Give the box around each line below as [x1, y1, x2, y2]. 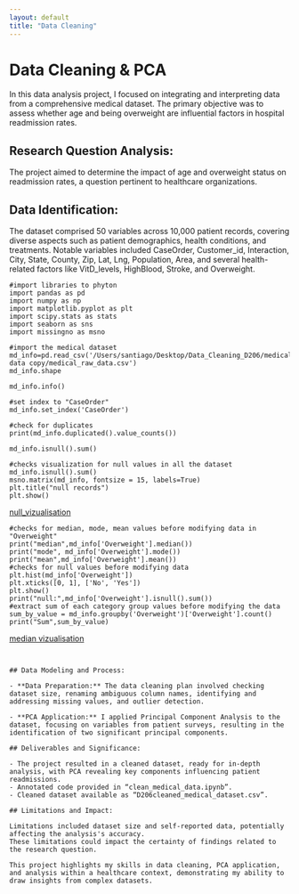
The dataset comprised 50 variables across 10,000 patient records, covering [9, 226, 290, 237]
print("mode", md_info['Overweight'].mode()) [9, 548, 181, 557]
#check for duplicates [9, 421, 93, 430]
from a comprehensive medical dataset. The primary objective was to [9, 99, 264, 110]
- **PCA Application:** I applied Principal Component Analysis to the [9, 713, 280, 722]
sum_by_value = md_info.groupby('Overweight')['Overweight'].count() [9, 610, 273, 619]
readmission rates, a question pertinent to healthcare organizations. [9, 176, 258, 187]
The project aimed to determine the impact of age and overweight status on [9, 167, 287, 178]
